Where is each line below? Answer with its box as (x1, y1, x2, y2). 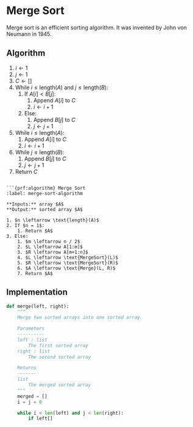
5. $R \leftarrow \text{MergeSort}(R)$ (17, 260, 119, 266)
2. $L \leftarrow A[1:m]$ (17, 243, 83, 250)
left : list (17, 337, 47, 343)
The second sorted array (28, 354, 91, 360)
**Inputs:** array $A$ (6, 201, 64, 207)
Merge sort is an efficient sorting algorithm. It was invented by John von (6, 24, 187, 31)
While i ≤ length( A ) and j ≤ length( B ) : (15, 84, 108, 91)
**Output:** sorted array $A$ (6, 206, 83, 212)
